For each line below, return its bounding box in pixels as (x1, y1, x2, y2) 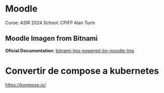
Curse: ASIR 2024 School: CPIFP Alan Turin (5, 20, 96, 26)
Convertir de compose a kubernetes (5, 65, 159, 76)
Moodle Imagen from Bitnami (5, 34, 98, 43)
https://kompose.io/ (5, 81, 46, 88)
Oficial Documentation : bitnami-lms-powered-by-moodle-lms (5, 47, 134, 53)
